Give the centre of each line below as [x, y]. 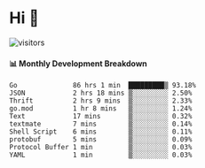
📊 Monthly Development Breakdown [79, 63]
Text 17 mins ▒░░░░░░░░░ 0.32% [101, 117]
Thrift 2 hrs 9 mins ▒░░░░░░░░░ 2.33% [101, 101]
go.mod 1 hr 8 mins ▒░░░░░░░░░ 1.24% [101, 109]
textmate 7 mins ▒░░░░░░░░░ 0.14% [101, 124]
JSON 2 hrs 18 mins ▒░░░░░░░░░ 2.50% [101, 93]
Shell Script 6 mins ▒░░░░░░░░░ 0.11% [101, 132]
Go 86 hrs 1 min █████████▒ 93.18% [103, 86]
